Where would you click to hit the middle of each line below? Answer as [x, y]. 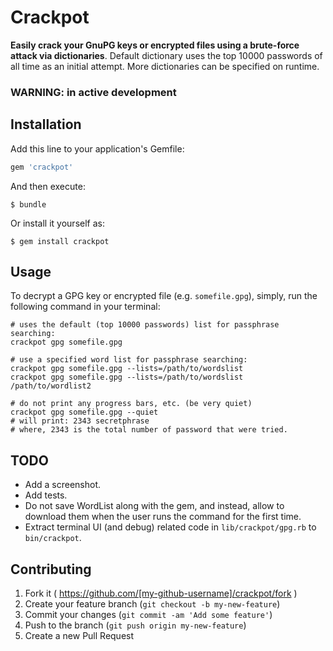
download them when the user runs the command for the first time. [163, 517]
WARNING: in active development [93, 92]
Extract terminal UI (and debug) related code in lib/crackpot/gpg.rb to [170, 527]
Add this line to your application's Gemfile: [97, 148]
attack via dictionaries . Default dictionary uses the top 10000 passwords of [166, 55]
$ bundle [28, 204]
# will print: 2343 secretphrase [80, 421]
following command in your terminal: [85, 307]
